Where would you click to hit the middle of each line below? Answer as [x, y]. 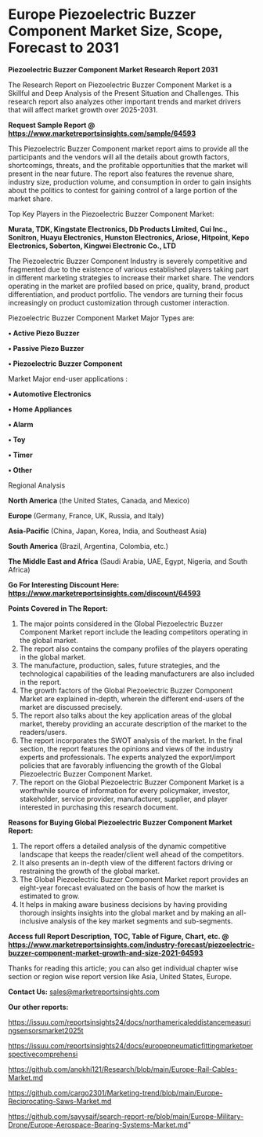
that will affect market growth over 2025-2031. [83, 110]
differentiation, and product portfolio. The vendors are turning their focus [126, 294]
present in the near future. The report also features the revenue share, [121, 174]
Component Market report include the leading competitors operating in [133, 632]
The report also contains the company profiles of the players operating [133, 649]
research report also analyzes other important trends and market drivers [124, 101]
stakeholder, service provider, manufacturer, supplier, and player [124, 799]
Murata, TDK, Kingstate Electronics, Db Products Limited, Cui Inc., [118, 228]
